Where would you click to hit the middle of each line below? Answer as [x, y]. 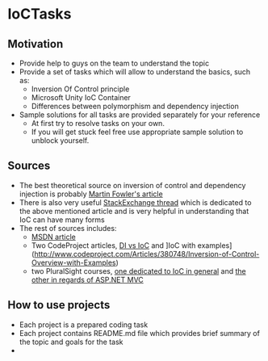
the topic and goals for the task [71, 342]
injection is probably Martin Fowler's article [91, 194]
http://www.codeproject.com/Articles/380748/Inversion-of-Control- [147, 254]
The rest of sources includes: [68, 228]
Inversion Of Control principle [80, 89]
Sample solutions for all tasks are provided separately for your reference [140, 115]
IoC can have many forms [62, 220]
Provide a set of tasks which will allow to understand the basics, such [135, 72]
